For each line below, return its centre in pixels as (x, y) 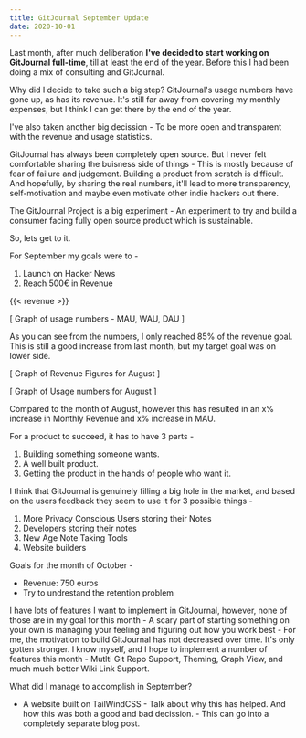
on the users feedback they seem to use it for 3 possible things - (131, 501)
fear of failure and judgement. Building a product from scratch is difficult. (147, 174)
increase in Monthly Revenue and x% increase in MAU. (113, 418)
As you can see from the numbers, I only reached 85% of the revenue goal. (151, 336)
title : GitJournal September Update (79, 18)
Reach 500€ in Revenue (68, 283)
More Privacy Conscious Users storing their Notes (117, 518)
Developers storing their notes (79, 528)
